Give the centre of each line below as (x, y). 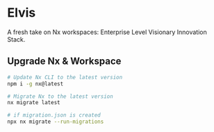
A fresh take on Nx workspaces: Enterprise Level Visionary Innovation (107, 32)
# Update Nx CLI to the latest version (65, 77)
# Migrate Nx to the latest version (60, 96)
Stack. (16, 39)
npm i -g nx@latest (35, 84)
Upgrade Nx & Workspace (64, 61)
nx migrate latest (34, 103)
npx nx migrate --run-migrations (56, 122)
